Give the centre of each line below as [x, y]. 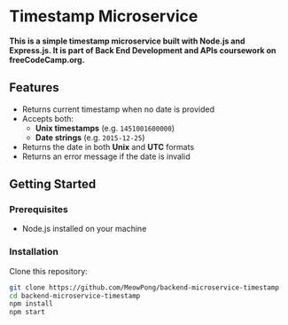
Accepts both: [47, 118]
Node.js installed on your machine [84, 229]
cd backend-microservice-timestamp [75, 296]
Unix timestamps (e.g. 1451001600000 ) [105, 128]
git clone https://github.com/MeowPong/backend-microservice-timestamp [144, 287]
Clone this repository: [49, 271]
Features [34, 87]
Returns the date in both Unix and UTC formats [108, 147]
